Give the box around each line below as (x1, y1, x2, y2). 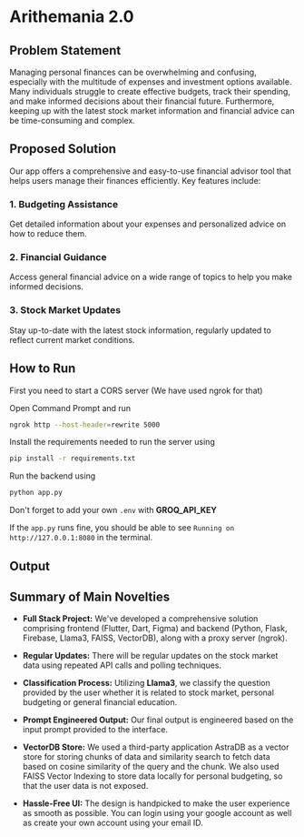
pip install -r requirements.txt (9, 454, 136, 463)
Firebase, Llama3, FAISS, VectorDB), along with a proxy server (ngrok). (22, 632, 288, 643)
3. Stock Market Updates (9, 304, 121, 317)
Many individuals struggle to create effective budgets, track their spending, (9, 86, 290, 96)
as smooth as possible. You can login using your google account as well (22, 808, 292, 819)
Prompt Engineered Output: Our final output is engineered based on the (22, 714, 294, 725)
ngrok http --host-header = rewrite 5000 (9, 420, 161, 429)
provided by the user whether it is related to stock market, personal (22, 687, 275, 698)
